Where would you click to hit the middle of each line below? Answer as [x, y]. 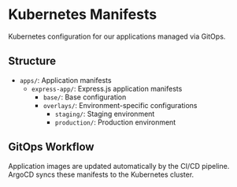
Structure [32, 61]
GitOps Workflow [51, 147]
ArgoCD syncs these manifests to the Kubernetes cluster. [101, 174]
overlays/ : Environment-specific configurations [120, 105]
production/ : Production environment [115, 122]
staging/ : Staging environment [105, 114]
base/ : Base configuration [85, 97]
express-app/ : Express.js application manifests [107, 88]
